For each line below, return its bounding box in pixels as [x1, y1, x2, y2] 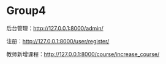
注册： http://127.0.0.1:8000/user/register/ [6, 37, 110, 44]
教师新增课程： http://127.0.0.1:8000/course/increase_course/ [6, 50, 160, 58]
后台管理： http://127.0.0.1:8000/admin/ [6, 24, 104, 32]
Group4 [6, 4, 46, 18]
